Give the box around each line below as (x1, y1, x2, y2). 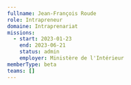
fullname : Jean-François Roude (7, 10, 97, 17)
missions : (7, 29, 36, 36)
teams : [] (7, 67, 36, 74)
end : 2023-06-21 (19, 42, 67, 49)
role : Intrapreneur (7, 16, 63, 23)
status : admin (19, 49, 60, 56)
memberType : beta (7, 61, 57, 68)
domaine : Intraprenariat (7, 23, 78, 29)
